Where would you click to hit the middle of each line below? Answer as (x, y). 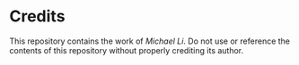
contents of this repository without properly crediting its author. (127, 50)
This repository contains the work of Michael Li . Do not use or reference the (149, 41)
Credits (37, 16)
